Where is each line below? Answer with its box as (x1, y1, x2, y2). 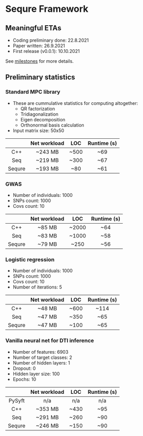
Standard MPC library (5, 88, 61, 96)
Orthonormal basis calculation (20, 122, 84, 128)
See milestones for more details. (5, 58, 74, 64)
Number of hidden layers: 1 (12, 359, 70, 366)
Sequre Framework (5, 3, 88, 15)
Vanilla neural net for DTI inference (5, 337, 94, 344)
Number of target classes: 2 (12, 354, 73, 360)
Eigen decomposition (20, 116, 66, 122)
